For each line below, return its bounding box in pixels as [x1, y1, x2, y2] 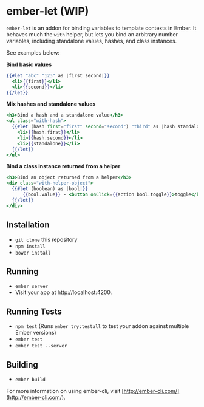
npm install [15, 243, 46, 250]
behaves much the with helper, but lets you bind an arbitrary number [6, 30, 178, 38]
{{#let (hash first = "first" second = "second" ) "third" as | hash [12, 123, 175, 130]
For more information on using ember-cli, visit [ [6, 387, 124, 394]
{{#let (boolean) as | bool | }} [12, 186, 88, 192]
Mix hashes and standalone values [6, 100, 96, 108]
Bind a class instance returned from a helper [6, 163, 121, 170]
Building [6, 360, 38, 370]
